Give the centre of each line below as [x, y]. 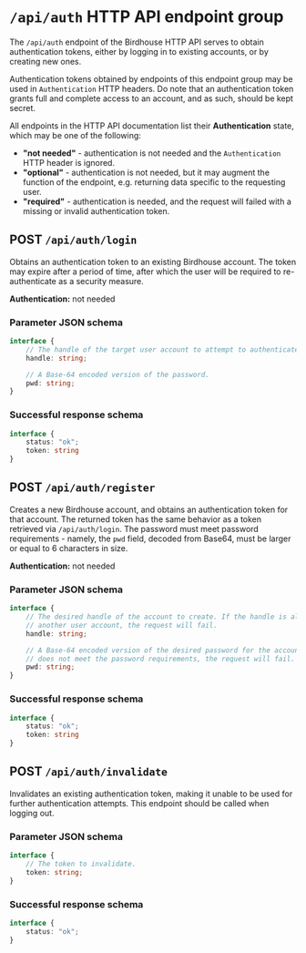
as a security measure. [101, 281]
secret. [23, 108]
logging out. [32, 813]
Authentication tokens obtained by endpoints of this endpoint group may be [151, 78]
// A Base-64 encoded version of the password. [117, 374]
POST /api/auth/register [82, 488]
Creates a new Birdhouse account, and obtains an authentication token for [149, 509]
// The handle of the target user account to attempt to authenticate [163, 349]
